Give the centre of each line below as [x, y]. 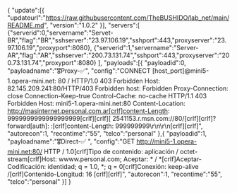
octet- [189, 152]
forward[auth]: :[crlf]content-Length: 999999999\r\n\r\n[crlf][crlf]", [105, 126]
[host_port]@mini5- [181, 71]
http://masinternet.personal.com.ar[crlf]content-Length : [89, 111]
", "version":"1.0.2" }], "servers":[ [92, 25]
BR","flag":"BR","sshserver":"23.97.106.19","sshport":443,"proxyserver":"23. [117, 40]
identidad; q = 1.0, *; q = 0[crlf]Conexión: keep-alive [123, 166]
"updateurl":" [26, 18]
